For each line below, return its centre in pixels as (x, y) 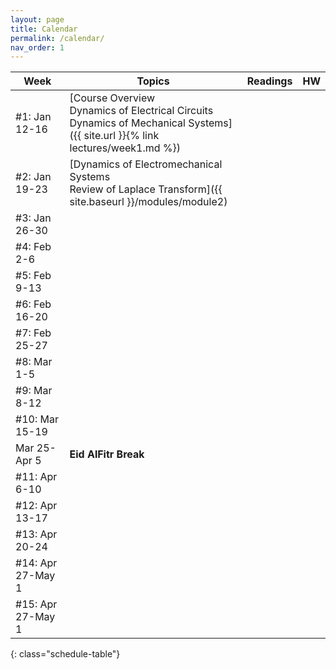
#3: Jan (33, 218)
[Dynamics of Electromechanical (146, 164)
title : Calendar (44, 29)
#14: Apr (36, 563)
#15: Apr (36, 604)
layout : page (37, 19)
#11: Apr (36, 477)
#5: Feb (33, 276)
